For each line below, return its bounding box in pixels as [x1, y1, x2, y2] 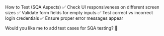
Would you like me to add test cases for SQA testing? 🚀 [5, 25, 118, 31]
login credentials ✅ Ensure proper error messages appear [5, 15, 123, 21]
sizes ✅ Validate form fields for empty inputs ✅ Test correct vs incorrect [5, 10, 153, 15]
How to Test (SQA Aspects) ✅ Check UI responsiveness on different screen [5, 4, 160, 10]
